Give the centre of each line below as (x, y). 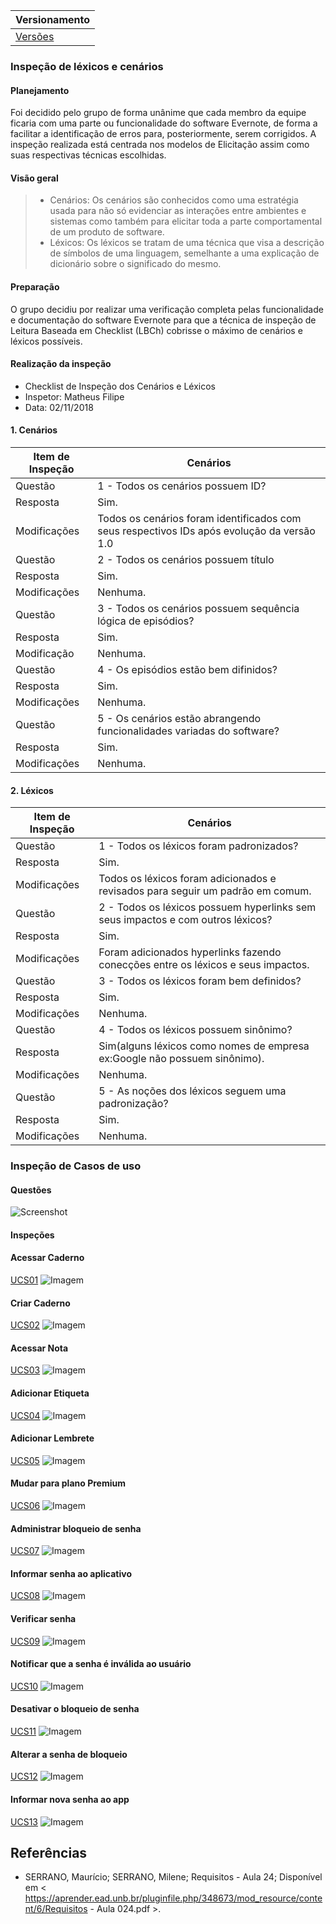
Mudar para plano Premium (68, 1483)
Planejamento (40, 90)
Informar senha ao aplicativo (71, 1573)
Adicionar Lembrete (52, 1438)
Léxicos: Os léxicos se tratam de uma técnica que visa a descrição (187, 243)
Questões (31, 1190)
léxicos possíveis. (46, 341)
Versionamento (52, 19)
